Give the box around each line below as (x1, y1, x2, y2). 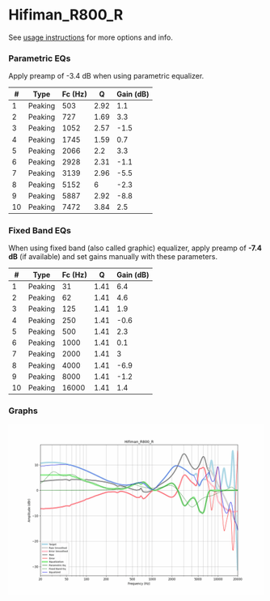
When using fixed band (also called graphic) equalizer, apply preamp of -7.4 (8, 243, 263, 253)
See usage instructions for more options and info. (8, 32, 174, 42)
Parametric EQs (8, 53, 71, 64)
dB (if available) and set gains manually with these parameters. (8, 252, 218, 262)
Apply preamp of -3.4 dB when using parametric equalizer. (8, 71, 205, 81)
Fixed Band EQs (8, 224, 71, 236)
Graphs (8, 405, 38, 416)
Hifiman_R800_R (8, 6, 124, 24)
